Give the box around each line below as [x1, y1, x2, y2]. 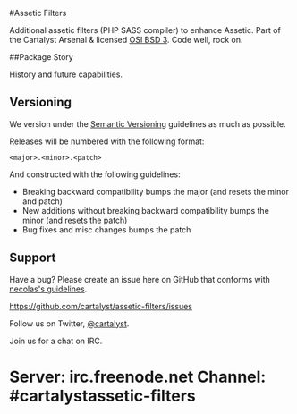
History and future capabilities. [9, 69, 123, 80]
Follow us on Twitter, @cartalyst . [9, 317, 130, 329]
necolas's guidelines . [9, 283, 88, 294]
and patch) [21, 196, 63, 207]
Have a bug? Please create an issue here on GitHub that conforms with [9, 274, 271, 284]
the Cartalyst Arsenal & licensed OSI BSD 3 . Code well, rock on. [9, 35, 243, 45]
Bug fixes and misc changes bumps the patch [21, 224, 191, 235]
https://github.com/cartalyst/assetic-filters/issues [9, 300, 192, 311]
